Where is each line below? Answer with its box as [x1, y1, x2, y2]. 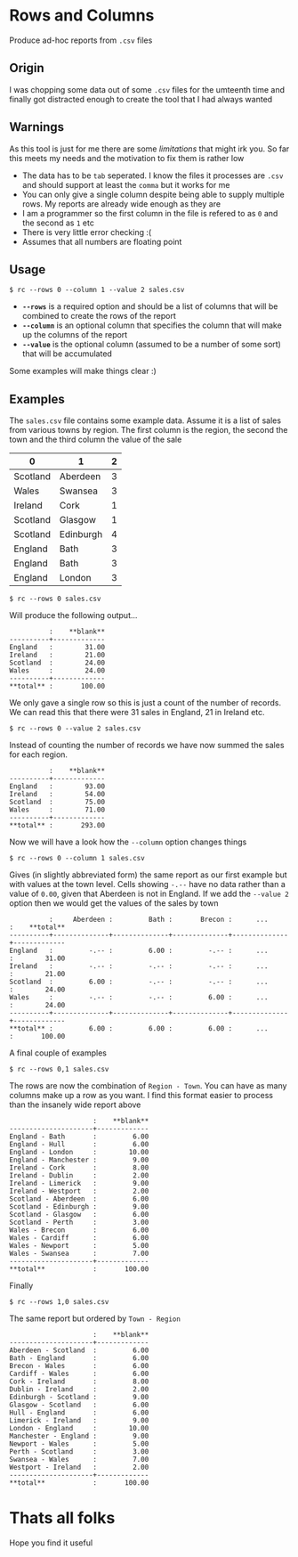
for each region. [9, 749, 68, 760]
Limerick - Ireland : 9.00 [9, 1416, 149, 1425]
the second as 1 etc [21, 217, 95, 228]
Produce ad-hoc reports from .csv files [9, 35, 153, 45]
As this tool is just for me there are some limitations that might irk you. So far [9, 143, 290, 154]
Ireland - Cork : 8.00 [9, 1163, 149, 1172]
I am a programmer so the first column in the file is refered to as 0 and [21, 208, 278, 218]
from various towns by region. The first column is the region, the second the [9, 425, 288, 436]
